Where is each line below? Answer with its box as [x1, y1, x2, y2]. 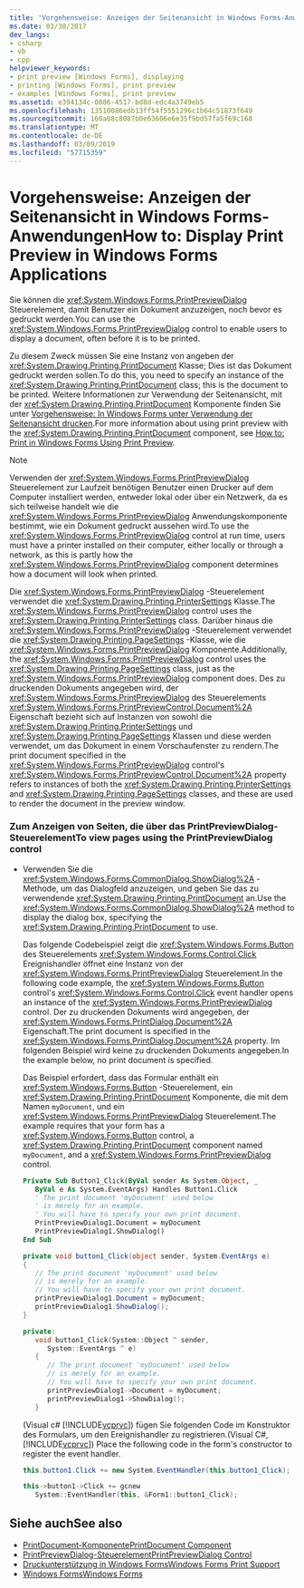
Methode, [22, 883, 59, 894]
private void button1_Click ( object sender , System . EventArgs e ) [22, 1252, 271, 1261]
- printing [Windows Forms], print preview [9, 81, 176, 90]
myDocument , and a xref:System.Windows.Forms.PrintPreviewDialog [22, 1148, 271, 1160]
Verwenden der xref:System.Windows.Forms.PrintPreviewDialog [9, 472, 250, 483]
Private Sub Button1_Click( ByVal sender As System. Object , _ [22, 1176, 259, 1186]
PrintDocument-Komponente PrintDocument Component [22, 1540, 233, 1551]
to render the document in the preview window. [9, 798, 185, 809]
